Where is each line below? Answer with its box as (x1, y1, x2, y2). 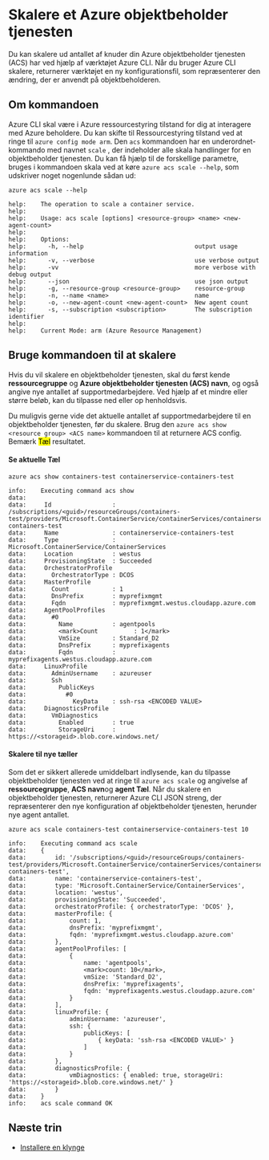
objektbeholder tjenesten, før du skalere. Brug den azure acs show (8, 419, 227, 429)
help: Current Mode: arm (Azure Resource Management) (8, 327, 203, 335)
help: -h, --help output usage (8, 242, 239, 250)
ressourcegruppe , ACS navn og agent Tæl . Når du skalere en (8, 784, 211, 794)
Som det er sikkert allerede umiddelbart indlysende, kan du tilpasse (8, 767, 231, 776)
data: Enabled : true (8, 718, 134, 727)
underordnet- (211, 136, 256, 146)
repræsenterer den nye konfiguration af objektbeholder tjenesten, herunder (8, 801, 258, 811)
